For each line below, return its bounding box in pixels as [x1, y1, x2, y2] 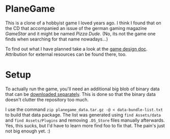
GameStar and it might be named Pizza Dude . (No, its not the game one [5, 30, 156, 37]
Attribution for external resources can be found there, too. [5, 51, 127, 57]
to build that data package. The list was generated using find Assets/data [5, 112, 161, 118]
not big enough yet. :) [5, 128, 51, 134]
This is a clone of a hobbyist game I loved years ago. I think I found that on [5, 20, 161, 26]
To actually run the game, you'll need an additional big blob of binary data [5, 86, 160, 92]
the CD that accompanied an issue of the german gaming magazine [5, 25, 147, 31]
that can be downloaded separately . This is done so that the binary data [5, 91, 156, 97]
